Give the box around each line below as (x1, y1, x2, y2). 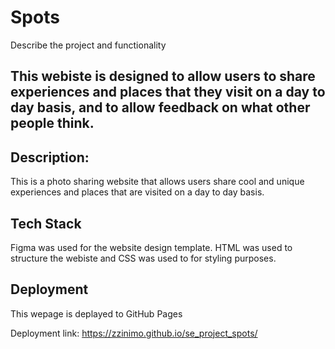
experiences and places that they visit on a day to (10, 84, 326, 101)
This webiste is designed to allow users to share (10, 68, 316, 85)
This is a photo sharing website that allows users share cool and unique (10, 176, 305, 188)
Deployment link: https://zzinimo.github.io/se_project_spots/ (10, 327, 258, 339)
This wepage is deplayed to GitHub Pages (10, 307, 183, 320)
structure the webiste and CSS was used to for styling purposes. (10, 252, 277, 264)
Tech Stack (10, 215, 82, 232)
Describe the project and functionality (10, 39, 167, 51)
